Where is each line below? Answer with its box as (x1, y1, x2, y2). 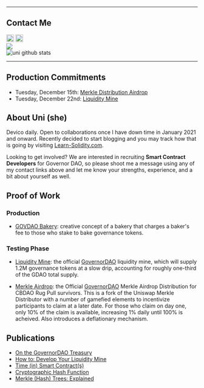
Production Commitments (6, 72, 106, 83)
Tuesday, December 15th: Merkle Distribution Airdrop (15, 88, 148, 96)
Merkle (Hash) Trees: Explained (15, 375, 94, 383)
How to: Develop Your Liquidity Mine (15, 356, 107, 363)
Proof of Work (6, 190, 61, 201)
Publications (6, 333, 55, 343)
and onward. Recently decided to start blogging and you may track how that (6, 135, 197, 143)
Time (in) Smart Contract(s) (15, 362, 84, 369)
